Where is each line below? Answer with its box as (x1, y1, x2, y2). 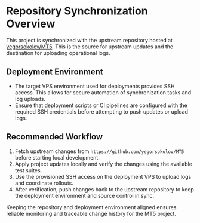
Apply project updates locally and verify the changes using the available (14, 160, 193, 167)
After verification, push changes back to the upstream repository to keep (14, 185, 194, 193)
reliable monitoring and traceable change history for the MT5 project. (6, 210, 176, 217)
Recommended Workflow (6, 132, 103, 142)
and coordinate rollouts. (14, 179, 73, 187)
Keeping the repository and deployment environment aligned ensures (6, 203, 177, 210)
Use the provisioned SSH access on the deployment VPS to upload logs (14, 173, 192, 180)
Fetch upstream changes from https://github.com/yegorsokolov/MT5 (14, 148, 184, 155)
